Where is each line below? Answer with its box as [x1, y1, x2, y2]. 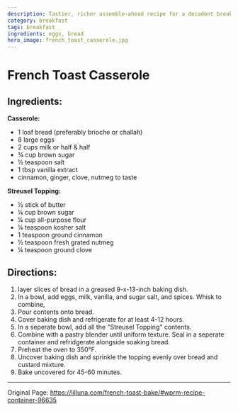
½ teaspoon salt [17, 158, 65, 167]
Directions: [7, 266, 57, 278]
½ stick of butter [17, 201, 66, 209]
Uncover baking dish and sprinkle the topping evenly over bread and [17, 352, 218, 361]
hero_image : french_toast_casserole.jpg [7, 37, 129, 44]
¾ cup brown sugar [17, 150, 75, 159]
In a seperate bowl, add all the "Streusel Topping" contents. [17, 322, 192, 331]
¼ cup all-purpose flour [17, 215, 87, 224]
